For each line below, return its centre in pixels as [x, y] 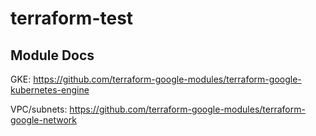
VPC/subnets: [39, 109]
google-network [43, 120]
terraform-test [72, 18]
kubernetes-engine [50, 90]
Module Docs [52, 55]
